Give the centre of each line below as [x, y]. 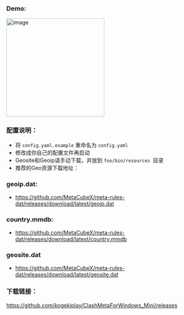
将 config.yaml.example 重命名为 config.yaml [72, 145]
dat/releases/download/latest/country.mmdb [71, 239]
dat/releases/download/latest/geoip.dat [64, 204]
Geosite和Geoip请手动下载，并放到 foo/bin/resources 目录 [89, 160]
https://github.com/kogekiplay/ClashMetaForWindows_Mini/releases [92, 305]
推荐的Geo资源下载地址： [47, 168]
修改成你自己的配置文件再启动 [52, 152]
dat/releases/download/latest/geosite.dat [66, 275]
